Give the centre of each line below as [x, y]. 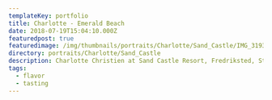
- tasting [32, 83]
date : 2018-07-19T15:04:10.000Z [63, 31]
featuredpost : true [41, 38]
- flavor [30, 76]
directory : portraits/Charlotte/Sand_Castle [85, 53]
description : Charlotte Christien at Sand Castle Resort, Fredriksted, [132, 61]
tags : [17, 69]
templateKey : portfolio [49, 16]
